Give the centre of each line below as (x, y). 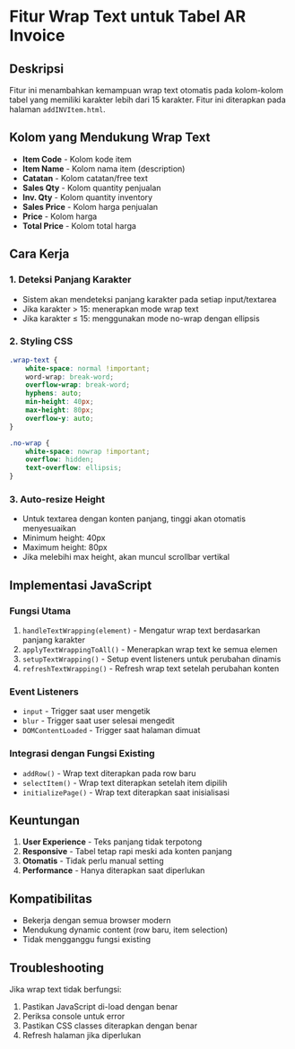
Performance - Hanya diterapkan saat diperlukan (113, 870)
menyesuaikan (49, 529)
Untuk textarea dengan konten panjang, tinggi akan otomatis (134, 519)
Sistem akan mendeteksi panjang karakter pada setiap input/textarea (149, 299)
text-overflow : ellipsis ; (74, 468)
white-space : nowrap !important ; (88, 451)
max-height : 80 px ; (60, 410)
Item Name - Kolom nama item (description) (104, 169)
